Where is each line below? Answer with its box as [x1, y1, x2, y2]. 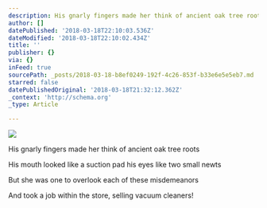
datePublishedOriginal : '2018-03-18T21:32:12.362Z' [8, 85, 183, 94]
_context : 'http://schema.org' [8, 93, 112, 101]
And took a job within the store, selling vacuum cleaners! [8, 190, 194, 200]
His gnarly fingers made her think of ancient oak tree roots [8, 144, 200, 154]
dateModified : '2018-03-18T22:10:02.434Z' [8, 33, 151, 42]
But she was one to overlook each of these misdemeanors [8, 175, 199, 185]
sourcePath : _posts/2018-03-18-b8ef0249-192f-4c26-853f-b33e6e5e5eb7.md [8, 71, 254, 79]
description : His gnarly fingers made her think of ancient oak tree [8, 11, 244, 20]
